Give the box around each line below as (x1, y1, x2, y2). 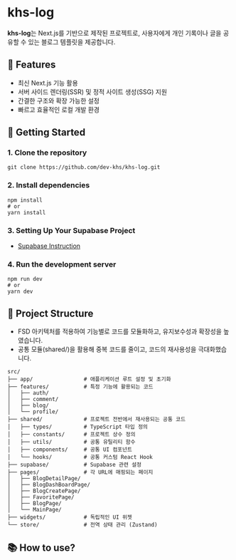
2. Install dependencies (7, 180, 90, 190)
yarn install (7, 209, 46, 216)
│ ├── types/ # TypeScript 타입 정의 (7, 423, 148, 431)
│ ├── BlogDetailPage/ (7, 475, 81, 482)
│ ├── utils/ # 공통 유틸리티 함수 (7, 439, 136, 446)
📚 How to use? (7, 541, 76, 554)
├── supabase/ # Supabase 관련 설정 (7, 461, 142, 469)
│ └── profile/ (7, 408, 59, 415)
